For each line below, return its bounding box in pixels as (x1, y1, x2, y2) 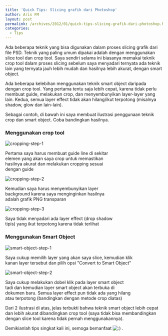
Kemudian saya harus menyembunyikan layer (5, 185, 98, 191)
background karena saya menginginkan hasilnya (5, 191, 105, 197)
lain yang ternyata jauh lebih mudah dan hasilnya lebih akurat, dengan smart (5, 65, 162, 71)
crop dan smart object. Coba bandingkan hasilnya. (5, 117, 109, 122)
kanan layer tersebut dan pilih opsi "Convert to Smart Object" (5, 259, 131, 265)
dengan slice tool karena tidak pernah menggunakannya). (5, 315, 124, 321)
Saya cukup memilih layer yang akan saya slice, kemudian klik (5, 254, 133, 260)
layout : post (5, 16, 32, 21)
